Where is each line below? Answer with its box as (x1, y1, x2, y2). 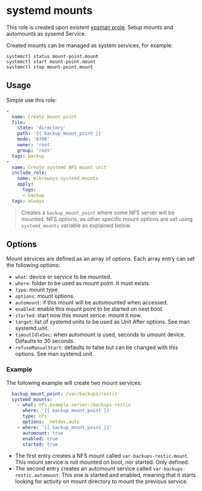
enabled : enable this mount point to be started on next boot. (15, 306, 164, 313)
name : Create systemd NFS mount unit (11, 164, 107, 170)
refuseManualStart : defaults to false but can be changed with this (15, 344, 178, 351)
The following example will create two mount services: (6, 379, 142, 387)
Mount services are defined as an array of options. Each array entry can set (6, 255, 195, 263)
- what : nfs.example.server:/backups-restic (17, 402, 131, 408)
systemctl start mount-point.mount (6, 59, 96, 65)
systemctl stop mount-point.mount (6, 64, 94, 70)
